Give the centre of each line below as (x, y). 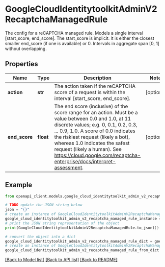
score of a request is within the (90, 92)
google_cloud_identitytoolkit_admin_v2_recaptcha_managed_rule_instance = (83, 219)
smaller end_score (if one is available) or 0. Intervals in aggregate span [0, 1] (82, 43)
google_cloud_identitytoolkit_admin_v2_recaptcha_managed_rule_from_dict (82, 250)
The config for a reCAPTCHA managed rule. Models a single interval (74, 33)
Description (97, 78)
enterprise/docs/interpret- (85, 161)
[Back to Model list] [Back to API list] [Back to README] (61, 260)
